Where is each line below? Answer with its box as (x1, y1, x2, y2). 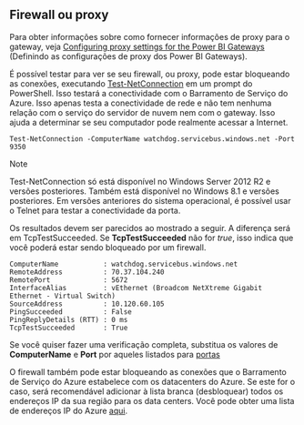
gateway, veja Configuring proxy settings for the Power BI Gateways (9, 41, 266, 52)
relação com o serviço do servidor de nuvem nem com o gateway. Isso (9, 106, 276, 117)
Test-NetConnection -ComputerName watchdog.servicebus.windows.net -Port (9, 134, 296, 144)
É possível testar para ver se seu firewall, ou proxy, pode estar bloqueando (9, 68, 290, 79)
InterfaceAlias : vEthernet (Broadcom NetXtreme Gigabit (9, 283, 262, 292)
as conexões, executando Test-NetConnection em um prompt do (9, 77, 253, 89)
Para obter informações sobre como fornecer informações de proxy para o (9, 31, 290, 42)
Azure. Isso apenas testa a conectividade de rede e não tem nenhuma (9, 97, 272, 108)
